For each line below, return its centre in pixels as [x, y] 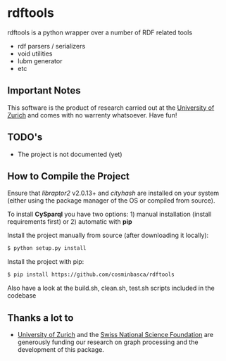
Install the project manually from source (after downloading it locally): [108, 235]
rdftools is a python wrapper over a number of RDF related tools [100, 32]
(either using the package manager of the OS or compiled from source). [111, 201]
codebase [22, 296]
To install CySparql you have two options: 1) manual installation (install [109, 214]
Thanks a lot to [40, 318]
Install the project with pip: [46, 262]
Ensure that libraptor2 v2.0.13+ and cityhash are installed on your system [113, 193]
